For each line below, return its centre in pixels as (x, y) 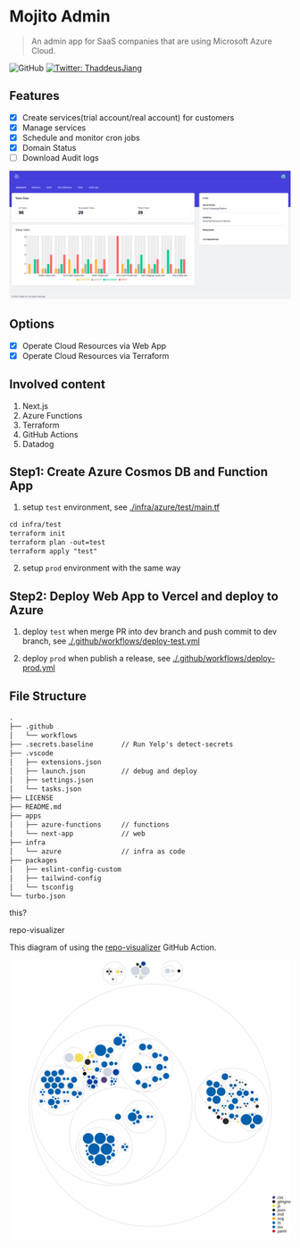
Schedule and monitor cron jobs (81, 137)
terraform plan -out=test (57, 543)
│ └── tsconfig (42, 887)
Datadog (38, 444)
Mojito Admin (60, 17)
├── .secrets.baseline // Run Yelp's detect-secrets (121, 745)
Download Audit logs (61, 158)
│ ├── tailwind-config (55, 878)
